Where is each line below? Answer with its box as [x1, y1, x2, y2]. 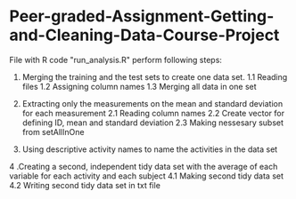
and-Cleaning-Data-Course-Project [9, 25, 280, 45]
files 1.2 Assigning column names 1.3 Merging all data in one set [21, 81, 257, 92]
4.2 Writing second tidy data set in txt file [9, 179, 160, 190]
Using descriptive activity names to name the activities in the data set [21, 144, 278, 155]
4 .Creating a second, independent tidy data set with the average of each [9, 161, 278, 171]
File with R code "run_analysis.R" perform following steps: [9, 54, 223, 65]
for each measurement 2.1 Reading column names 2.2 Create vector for [21, 107, 285, 118]
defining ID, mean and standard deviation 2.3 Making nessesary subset [21, 117, 284, 128]
